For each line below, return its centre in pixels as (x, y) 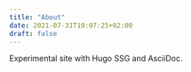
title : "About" (37, 17)
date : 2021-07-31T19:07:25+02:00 (71, 25)
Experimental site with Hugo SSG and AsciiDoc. (96, 59)
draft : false (33, 33)
